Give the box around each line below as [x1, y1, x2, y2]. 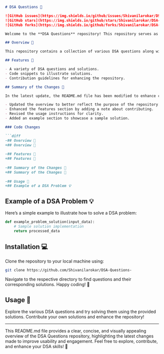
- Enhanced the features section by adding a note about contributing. [5, 107, 154, 112]
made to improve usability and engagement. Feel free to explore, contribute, [5, 338, 158, 344]
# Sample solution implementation [14, 224, 84, 229]
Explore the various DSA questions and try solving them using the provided [5, 309, 156, 315]
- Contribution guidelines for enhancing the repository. [5, 76, 125, 81]
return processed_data [14, 228, 60, 233]
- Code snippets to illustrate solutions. [5, 71, 93, 76]
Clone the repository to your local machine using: [5, 258, 104, 264]
